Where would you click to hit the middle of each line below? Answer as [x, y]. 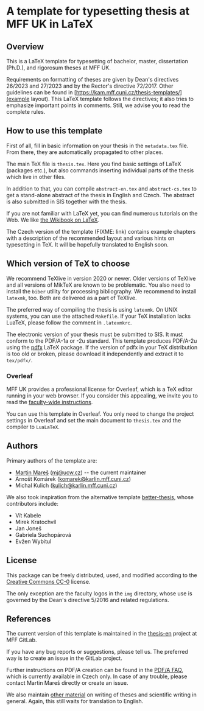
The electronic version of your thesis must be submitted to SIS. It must [95, 334]
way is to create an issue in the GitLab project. [65, 658]
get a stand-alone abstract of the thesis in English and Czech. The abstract [100, 195]
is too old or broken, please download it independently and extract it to [95, 354]
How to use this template [55, 131]
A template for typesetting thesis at [98, 11]
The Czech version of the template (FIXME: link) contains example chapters [101, 231]
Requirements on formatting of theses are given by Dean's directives [93, 79]
